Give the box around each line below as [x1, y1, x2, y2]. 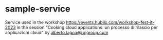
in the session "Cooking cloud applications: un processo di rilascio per [17, 24, 158, 30]
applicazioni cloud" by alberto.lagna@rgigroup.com [5, 29, 109, 35]
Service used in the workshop [5, 19, 65, 25]
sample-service [5, 3, 71, 14]
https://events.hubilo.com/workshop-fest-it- [66, 19, 155, 25]
